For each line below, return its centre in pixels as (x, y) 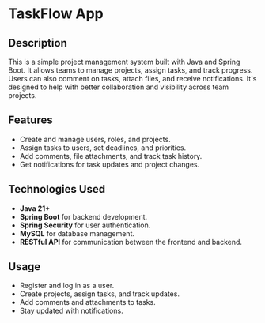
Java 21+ (34, 208)
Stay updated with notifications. (72, 311)
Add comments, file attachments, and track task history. (111, 156)
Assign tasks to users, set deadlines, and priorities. (103, 148)
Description (38, 43)
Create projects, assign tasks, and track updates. (100, 294)
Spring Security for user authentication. (85, 225)
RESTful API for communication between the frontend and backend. (131, 242)
